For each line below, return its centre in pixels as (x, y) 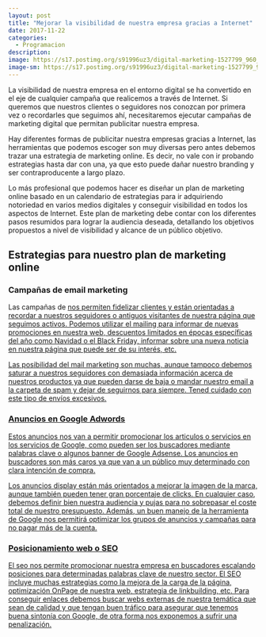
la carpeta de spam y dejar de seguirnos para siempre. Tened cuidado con (130, 390)
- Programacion (40, 45)
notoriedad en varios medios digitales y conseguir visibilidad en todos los (128, 205)
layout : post (30, 15)
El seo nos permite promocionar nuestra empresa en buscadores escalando (132, 566)
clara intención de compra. (52, 470)
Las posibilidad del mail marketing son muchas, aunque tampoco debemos (130, 365)
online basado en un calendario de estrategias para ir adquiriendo (116, 196)
